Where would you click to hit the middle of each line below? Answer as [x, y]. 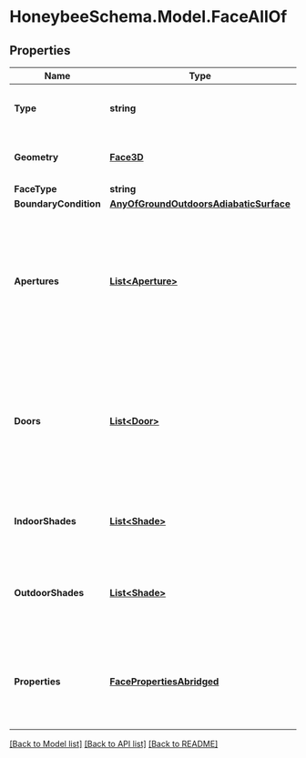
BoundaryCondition [58, 204]
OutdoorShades [49, 593]
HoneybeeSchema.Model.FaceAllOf [148, 17]
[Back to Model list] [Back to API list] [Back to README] [114, 744]
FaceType [36, 189]
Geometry [36, 157]
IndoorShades [45, 521]
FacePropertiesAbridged [164, 682]
